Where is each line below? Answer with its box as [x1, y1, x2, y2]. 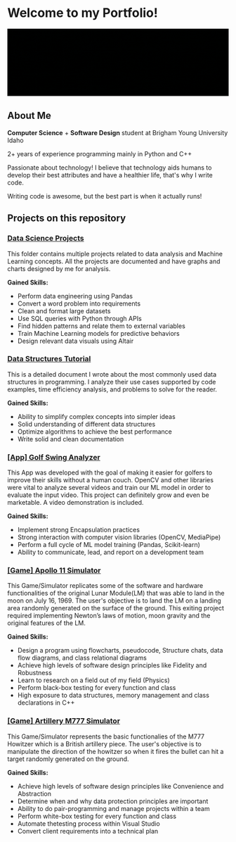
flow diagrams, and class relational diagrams [17, 653, 147, 662]
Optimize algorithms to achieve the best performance [17, 427, 172, 436]
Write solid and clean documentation [17, 434, 124, 443]
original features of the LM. [7, 619, 86, 627]
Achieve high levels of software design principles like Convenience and [17, 781, 224, 790]
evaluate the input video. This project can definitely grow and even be [7, 491, 209, 499]
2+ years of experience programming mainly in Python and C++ [7, 149, 192, 158]
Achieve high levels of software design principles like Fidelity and [17, 661, 207, 670]
